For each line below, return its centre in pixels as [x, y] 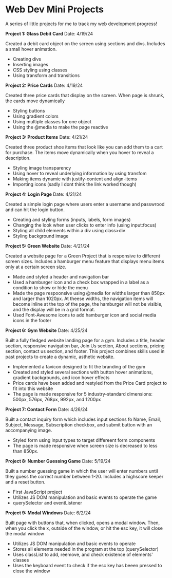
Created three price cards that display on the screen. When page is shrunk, [85, 95]
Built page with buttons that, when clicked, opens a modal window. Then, [83, 523]
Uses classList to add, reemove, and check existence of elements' [83, 554]
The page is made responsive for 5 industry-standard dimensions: [83, 394]
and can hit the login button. [35, 210]
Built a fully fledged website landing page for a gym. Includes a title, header [85, 340]
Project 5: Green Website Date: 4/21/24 [47, 246]
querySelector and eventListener [47, 502]
